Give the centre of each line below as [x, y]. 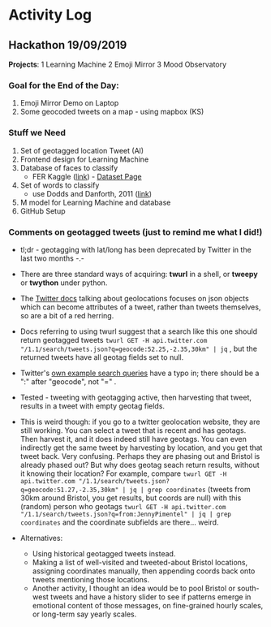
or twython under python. [64, 283]
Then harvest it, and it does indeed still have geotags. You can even [133, 439]
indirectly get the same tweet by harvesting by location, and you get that [141, 448]
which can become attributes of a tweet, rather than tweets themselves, [140, 307]
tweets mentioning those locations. [91, 579]
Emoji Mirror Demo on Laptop [69, 103]
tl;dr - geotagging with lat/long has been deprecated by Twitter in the [135, 249]
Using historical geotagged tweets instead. [104, 553]
